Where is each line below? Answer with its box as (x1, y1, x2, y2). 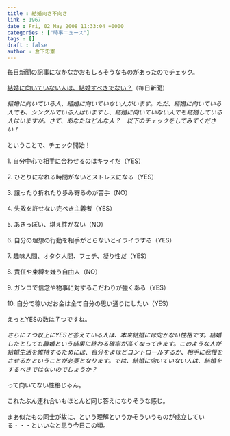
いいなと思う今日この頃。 (36, 421, 110, 429)
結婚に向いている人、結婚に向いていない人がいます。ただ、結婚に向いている (7, 99, 222, 107)
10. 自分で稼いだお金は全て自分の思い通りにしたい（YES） (7, 299, 172, 307)
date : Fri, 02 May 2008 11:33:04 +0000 (7, 23, 125, 29)
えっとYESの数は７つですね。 (7, 315, 91, 323)
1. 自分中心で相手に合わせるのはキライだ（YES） (7, 157, 145, 165)
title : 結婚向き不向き (7, 10, 68, 17)
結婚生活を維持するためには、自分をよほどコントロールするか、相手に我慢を (7, 348, 223, 356)
